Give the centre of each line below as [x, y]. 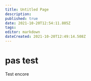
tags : [10, 28]
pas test [22, 61]
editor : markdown [23, 32]
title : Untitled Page [27, 9]
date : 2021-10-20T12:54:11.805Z [38, 23]
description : [18, 14]
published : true [21, 18]
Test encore [17, 74]
